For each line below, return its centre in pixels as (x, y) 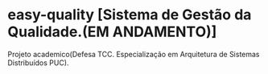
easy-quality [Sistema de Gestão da (130, 15)
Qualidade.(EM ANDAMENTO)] (112, 32)
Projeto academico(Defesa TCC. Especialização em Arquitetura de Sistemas (134, 54)
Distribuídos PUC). (38, 63)
